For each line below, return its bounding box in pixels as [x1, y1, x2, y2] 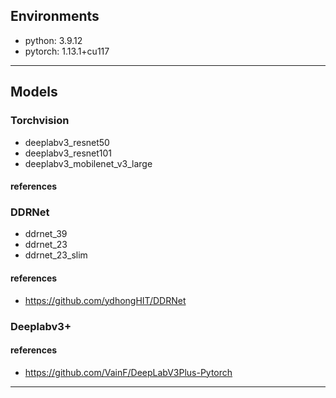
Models [10, 84, 58, 101]
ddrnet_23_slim [24, 249, 88, 261]
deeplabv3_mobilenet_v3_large [24, 157, 153, 169]
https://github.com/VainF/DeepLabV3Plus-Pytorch [24, 366, 233, 378]
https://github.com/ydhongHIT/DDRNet [24, 294, 187, 306]
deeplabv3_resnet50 [24, 136, 110, 148]
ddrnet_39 [24, 228, 68, 240]
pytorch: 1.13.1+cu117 [24, 45, 110, 57]
